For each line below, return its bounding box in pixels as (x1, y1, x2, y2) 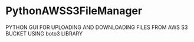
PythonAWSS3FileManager (5, 4, 143, 18)
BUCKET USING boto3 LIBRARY (5, 30, 83, 37)
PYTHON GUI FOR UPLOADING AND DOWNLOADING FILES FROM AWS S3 (5, 24, 188, 31)
